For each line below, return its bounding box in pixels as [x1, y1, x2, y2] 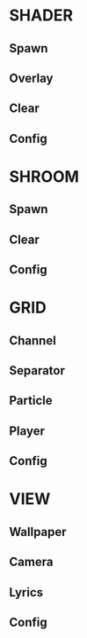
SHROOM [9, 166, 79, 186]
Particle [9, 393, 53, 408]
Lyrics [9, 585, 44, 600]
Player [9, 423, 46, 438]
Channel [9, 333, 57, 348]
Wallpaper [9, 524, 68, 540]
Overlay [9, 70, 54, 85]
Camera [9, 555, 54, 570]
